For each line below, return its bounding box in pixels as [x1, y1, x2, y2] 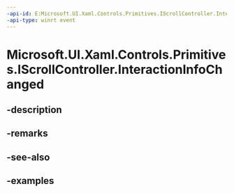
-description [6, 104, 62, 116]
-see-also [6, 151, 50, 163]
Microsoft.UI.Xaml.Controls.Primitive [6, 47, 226, 63]
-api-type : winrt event [6, 17, 76, 24]
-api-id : [6, 10, 32, 17]
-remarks [6, 128, 48, 139]
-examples [6, 175, 54, 187]
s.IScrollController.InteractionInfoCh [6, 61, 223, 77]
